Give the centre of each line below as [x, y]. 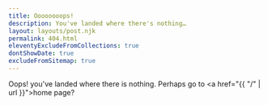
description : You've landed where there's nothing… [97, 23]
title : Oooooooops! [41, 16]
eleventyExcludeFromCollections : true [74, 46]
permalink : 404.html [43, 38]
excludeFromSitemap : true [52, 61]
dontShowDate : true [41, 53]
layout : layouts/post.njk [52, 31]
